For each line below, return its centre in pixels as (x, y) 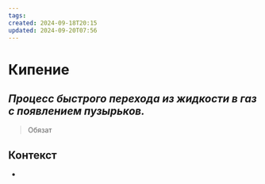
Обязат (40, 130)
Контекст (33, 155)
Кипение (39, 69)
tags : (17, 15)
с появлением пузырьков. (77, 111)
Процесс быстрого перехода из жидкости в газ (132, 99)
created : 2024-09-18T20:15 (53, 23)
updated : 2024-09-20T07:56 (53, 30)
